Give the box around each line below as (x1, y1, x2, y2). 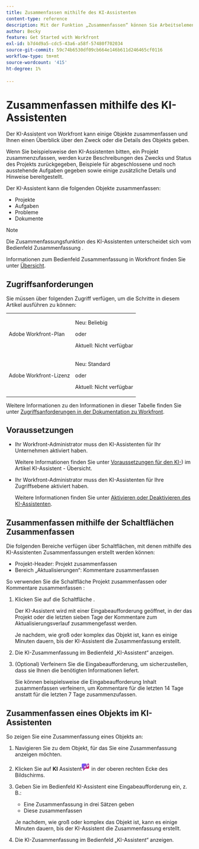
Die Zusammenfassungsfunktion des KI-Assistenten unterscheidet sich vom (6, 238, 191, 245)
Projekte (14, 196, 36, 204)
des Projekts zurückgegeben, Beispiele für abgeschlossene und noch (6, 160, 176, 168)
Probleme (14, 209, 38, 216)
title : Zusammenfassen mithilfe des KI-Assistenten (6, 9, 136, 15)
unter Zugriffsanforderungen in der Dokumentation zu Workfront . (6, 408, 165, 415)
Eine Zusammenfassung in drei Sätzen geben (23, 801, 134, 808)
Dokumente (14, 215, 43, 222)
